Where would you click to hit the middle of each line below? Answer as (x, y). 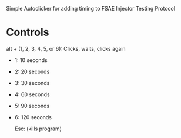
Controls (28, 32)
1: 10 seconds (31, 60)
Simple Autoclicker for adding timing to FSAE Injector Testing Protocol (90, 9)
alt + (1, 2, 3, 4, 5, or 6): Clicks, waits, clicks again (66, 48)
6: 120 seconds (33, 117)
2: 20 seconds (32, 71)
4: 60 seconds (32, 94)
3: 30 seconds (32, 83)
